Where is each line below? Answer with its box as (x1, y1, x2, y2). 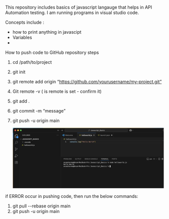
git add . (12, 98, 30, 104)
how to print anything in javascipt (12, 29, 81, 35)
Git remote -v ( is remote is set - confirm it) (12, 88, 102, 94)
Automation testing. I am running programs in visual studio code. (5, 10, 139, 16)
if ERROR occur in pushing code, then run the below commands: (5, 193, 138, 199)
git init (12, 69, 26, 75)
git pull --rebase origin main (12, 203, 71, 209)
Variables (12, 35, 32, 40)
